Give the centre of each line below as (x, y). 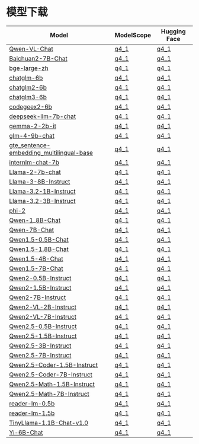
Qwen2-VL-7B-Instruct (43, 316)
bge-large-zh (29, 68)
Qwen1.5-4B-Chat (36, 259)
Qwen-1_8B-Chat (35, 220)
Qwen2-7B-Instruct (38, 297)
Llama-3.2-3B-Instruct (42, 201)
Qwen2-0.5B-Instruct (40, 278)
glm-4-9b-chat (32, 135)
